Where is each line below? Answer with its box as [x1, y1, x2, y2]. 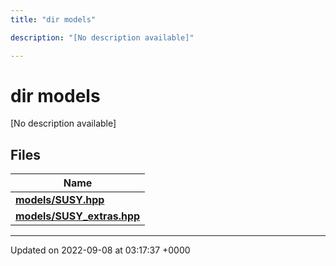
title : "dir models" [10, 14, 97, 25]
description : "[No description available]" [10, 32, 195, 43]
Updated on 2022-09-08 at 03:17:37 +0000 [10, 244, 191, 256]
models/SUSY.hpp [15, 193, 105, 207]
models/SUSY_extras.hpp [15, 209, 141, 223]
